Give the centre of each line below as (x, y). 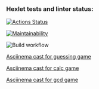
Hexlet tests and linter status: (50, 9)
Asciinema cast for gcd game (42, 80)
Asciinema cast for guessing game (49, 57)
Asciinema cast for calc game (43, 68)
